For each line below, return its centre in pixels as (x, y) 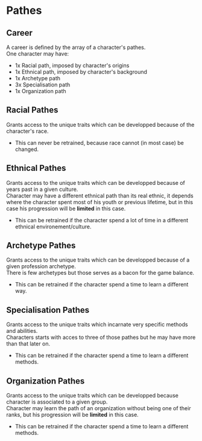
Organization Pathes (46, 381)
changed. (27, 149)
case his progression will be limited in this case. (66, 208)
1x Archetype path (38, 78)
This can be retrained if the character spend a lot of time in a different (102, 220)
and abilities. (22, 331)
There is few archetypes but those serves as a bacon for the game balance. (100, 273)
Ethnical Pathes (36, 168)
